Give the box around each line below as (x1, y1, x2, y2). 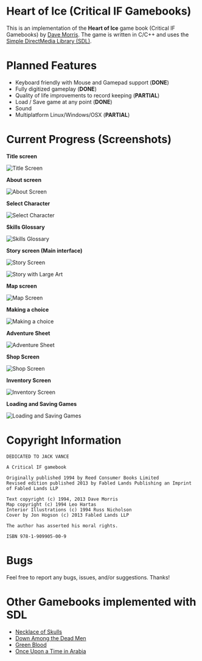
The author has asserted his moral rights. (6, 522, 119, 529)
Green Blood (15, 641, 47, 648)
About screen (6, 176, 41, 183)
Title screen (6, 152, 38, 159)
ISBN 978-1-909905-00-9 (6, 533, 67, 539)
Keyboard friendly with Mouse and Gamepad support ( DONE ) (15, 79, 169, 86)
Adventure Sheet (6, 329, 50, 337)
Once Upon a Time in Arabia (15, 647, 86, 655)
